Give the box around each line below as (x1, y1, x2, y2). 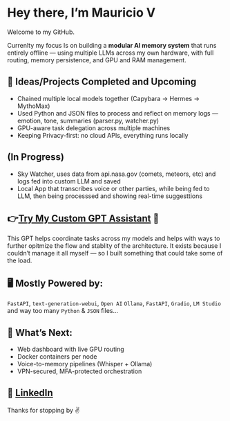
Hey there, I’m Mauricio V (7, 5, 156, 21)
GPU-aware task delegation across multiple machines (17, 123, 171, 132)
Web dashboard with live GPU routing (17, 345, 124, 353)
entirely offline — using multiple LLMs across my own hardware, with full (7, 48, 214, 57)
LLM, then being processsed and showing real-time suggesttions (17, 192, 202, 200)
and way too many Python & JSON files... (7, 307, 119, 315)
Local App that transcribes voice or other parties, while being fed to (17, 184, 210, 192)
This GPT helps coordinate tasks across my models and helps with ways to (7, 234, 220, 243)
